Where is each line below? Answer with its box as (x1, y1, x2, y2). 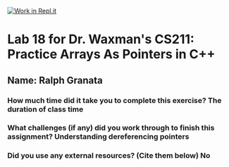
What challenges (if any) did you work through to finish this (7, 123, 215, 133)
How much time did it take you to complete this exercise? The (7, 95, 222, 105)
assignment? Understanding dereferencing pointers (7, 132, 190, 142)
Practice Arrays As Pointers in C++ (7, 47, 216, 63)
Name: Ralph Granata (7, 74, 104, 86)
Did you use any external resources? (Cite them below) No (7, 151, 211, 161)
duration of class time (7, 104, 84, 114)
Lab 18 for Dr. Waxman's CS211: (7, 32, 195, 47)
